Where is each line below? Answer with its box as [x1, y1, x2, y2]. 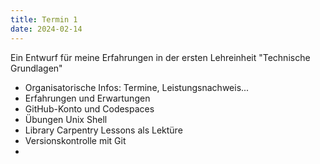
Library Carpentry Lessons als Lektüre [24, 124, 183, 136]
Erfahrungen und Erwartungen [24, 92, 151, 104]
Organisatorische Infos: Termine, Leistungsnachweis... [24, 81, 250, 93]
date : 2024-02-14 [10, 24, 83, 34]
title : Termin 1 [10, 14, 78, 25]
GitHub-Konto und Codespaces [24, 102, 155, 115]
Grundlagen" [10, 62, 63, 74]
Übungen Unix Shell [24, 113, 108, 125]
